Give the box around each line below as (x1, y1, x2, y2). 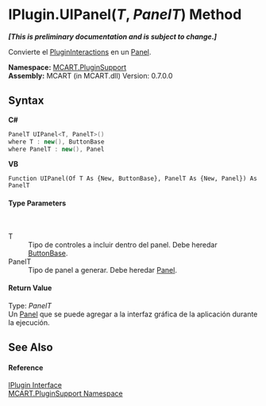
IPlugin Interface (8, 381, 62, 390)
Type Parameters (8, 198, 67, 208)
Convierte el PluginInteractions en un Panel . (8, 47, 152, 56)
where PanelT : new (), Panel (8, 145, 105, 153)
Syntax (8, 94, 44, 108)
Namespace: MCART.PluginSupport (8, 62, 127, 72)
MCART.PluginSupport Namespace (8, 389, 123, 398)
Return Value (8, 283, 52, 293)
